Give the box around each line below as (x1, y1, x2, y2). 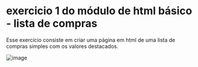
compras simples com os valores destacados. (6, 43, 119, 50)
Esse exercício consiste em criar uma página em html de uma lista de (6, 36, 175, 43)
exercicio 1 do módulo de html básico (6, 4, 192, 18)
